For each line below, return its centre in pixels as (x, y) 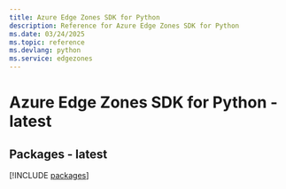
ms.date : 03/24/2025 (47, 34)
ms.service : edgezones (51, 59)
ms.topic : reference (47, 42)
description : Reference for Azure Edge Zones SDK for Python (124, 26)
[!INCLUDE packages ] (49, 175)
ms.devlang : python (45, 51)
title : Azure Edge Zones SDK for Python (85, 17)
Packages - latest (58, 154)
